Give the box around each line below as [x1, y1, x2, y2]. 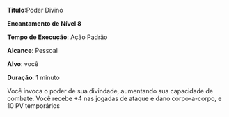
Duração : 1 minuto [7, 73, 61, 81]
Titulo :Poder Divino [7, 6, 64, 14]
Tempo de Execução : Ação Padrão [7, 33, 108, 41]
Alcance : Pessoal [7, 47, 58, 54]
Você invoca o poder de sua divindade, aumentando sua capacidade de [7, 87, 214, 95]
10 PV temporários [7, 102, 61, 110]
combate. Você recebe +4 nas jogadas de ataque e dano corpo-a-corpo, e [7, 94, 222, 102]
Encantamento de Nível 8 [7, 19, 82, 27]
